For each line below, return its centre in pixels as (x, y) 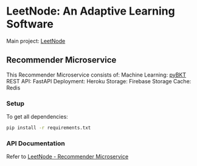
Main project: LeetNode (36, 41)
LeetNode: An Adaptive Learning (91, 11)
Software (30, 24)
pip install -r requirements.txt (49, 128)
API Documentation (36, 143)
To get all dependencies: (37, 117)
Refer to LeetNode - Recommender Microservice (67, 157)
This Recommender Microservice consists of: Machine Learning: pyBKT (96, 75)
